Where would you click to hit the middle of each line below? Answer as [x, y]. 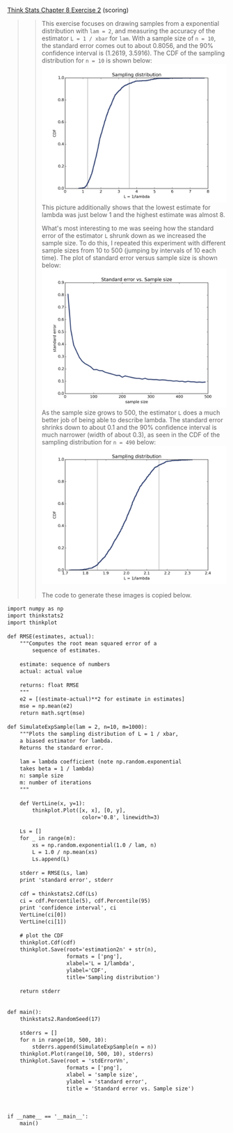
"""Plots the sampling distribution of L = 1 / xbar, [99, 734]
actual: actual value [51, 671]
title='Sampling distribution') [113, 977]
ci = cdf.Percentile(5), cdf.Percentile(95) [85, 901]
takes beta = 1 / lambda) [57, 769]
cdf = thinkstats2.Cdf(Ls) [59, 894]
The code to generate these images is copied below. [117, 595]
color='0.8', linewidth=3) [121, 817]
